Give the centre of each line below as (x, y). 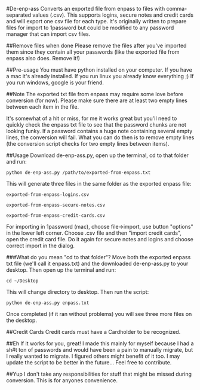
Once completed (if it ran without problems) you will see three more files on (99, 314)
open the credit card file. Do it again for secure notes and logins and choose (100, 239)
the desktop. (22, 320)
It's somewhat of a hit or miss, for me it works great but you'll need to (92, 118)
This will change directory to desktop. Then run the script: (78, 292)
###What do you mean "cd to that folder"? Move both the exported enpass (99, 257)
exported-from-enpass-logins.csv (48, 195)
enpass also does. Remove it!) (43, 58)
